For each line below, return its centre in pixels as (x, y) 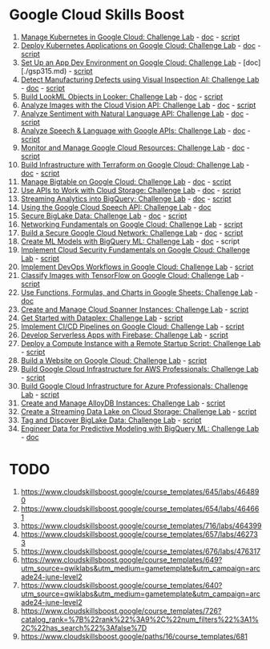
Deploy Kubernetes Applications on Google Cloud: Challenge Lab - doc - (141, 45)
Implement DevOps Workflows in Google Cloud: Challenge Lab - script (137, 267)
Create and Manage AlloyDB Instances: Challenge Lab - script (123, 403)
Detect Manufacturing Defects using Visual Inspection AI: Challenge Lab (140, 79)
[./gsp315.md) (44, 71)
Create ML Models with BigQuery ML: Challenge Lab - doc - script (130, 241)
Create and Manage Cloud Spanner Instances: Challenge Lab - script (135, 309)
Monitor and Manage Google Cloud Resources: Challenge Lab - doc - (135, 147)
